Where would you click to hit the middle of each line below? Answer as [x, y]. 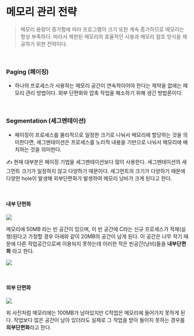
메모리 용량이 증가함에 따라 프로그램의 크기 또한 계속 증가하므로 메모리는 [102, 29]
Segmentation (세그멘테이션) [46, 121]
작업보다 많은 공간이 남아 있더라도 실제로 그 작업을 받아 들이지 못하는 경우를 [99, 320]
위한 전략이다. [52, 44]
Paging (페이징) [27, 72]
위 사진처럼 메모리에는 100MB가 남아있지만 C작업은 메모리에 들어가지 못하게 [93, 313]
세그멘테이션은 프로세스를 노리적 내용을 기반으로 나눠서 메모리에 [109, 142]
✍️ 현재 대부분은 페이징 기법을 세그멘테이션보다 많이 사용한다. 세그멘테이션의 [93, 162]
